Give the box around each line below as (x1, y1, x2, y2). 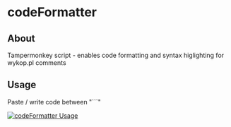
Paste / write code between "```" (7, 97, 101, 106)
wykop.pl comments (7, 59, 66, 67)
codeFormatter (7, 4, 97, 20)
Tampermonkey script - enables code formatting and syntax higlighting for (7, 51, 225, 59)
